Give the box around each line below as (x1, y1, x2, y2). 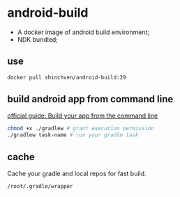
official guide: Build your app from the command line (7, 111, 158, 120)
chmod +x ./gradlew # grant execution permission (7, 125, 155, 132)
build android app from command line (7, 93, 174, 105)
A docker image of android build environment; (17, 28, 150, 36)
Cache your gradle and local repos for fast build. (7, 169, 147, 178)
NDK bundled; (17, 35, 58, 43)
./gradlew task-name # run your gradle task (7, 132, 139, 139)
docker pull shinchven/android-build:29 (7, 74, 127, 81)
